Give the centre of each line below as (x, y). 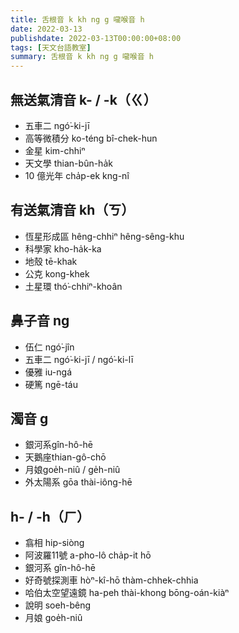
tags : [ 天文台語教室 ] (51, 47)
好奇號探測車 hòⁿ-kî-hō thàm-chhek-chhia (111, 580)
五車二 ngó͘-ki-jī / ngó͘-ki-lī (79, 359)
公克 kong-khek (57, 273)
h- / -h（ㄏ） (50, 516)
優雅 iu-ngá (48, 372)
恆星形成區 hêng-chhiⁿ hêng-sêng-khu (104, 236)
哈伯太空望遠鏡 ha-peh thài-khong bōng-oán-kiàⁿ (127, 593)
